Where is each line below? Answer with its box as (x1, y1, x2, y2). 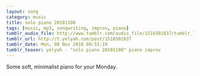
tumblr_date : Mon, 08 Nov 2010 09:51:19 (6, 42, 108, 48)
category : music (6, 14, 46, 20)
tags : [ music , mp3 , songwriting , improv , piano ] (6, 25, 129, 31)
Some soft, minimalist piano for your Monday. (6, 63, 118, 70)
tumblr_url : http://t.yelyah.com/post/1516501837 (6, 36, 132, 42)
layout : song (6, 8, 39, 15)
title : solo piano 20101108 (6, 19, 76, 25)
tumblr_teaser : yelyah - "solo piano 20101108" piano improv (6, 47, 161, 53)
